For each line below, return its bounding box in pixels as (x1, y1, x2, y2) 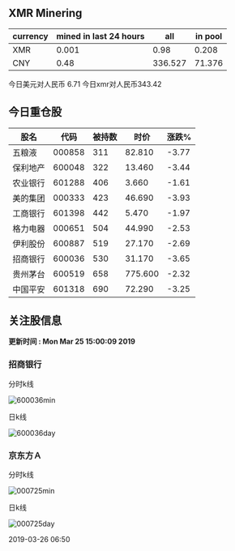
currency (12, 30, 49, 41)
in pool (195, 30, 223, 41)
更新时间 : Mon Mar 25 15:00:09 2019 (8, 336, 136, 347)
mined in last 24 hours (56, 30, 145, 41)
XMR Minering (8, 6, 83, 20)
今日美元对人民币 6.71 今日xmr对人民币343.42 (8, 79, 162, 88)
